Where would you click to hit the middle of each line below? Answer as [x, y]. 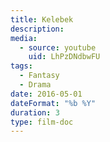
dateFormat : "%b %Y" [53, 103]
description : [37, 29]
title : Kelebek [42, 19]
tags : [21, 66]
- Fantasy [39, 76]
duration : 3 [35, 112]
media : [24, 38]
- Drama [35, 85]
